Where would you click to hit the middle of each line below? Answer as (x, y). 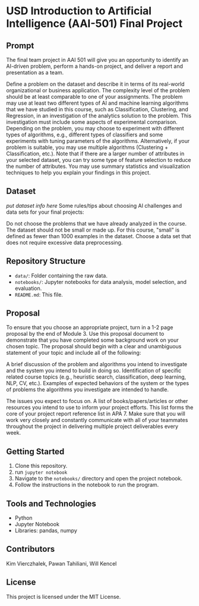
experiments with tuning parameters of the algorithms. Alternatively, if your (98, 141)
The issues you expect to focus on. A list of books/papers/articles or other (97, 401)
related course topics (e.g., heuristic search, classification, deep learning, (96, 377)
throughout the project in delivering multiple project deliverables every (92, 426)
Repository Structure (46, 261)
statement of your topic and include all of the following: (74, 353)
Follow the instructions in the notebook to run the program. (87, 485)
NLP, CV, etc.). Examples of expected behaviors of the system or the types (97, 383)
